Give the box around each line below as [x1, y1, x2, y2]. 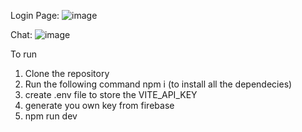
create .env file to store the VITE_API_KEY [24, 89, 198, 100]
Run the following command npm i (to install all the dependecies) [24, 78, 293, 90]
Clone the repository [24, 68, 110, 79]
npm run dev [24, 110, 78, 122]
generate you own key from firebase [24, 100, 175, 111]
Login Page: [10, 10, 60, 21]
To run [10, 48, 38, 60]
